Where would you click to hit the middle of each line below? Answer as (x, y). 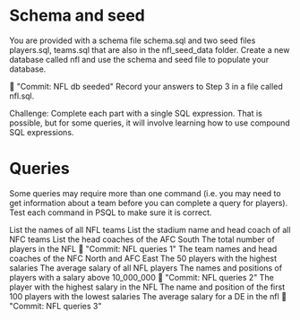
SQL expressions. (42, 132)
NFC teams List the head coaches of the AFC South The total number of (142, 239)
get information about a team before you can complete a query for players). (149, 203)
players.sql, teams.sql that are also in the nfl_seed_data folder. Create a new (150, 49)
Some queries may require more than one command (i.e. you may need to (145, 193)
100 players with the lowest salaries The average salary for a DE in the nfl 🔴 (148, 296)
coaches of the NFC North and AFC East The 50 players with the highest (143, 258)
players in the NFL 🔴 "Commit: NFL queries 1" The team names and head (143, 248)
